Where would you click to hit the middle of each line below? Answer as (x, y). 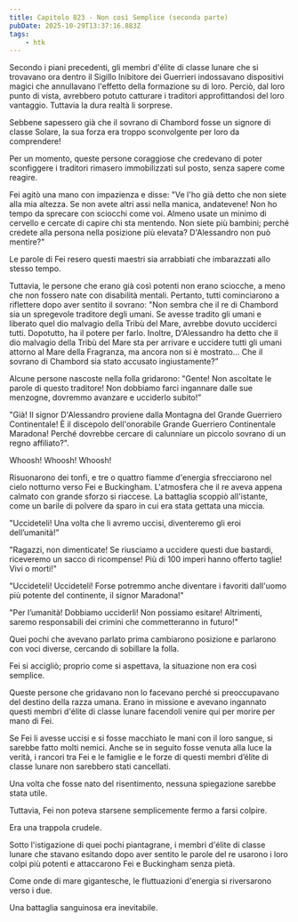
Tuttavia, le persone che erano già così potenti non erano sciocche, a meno (148, 286)
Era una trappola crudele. (56, 828)
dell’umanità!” (34, 533)
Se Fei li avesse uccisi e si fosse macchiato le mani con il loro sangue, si (141, 738)
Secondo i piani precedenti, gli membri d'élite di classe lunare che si (134, 68)
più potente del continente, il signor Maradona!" (97, 596)
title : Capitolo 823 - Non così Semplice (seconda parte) (119, 17)
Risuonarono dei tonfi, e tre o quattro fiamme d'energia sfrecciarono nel (141, 477)
